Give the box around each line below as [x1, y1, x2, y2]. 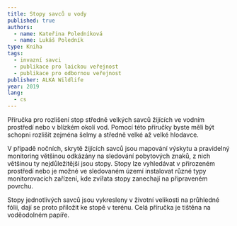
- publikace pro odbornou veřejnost [13, 69, 122, 77]
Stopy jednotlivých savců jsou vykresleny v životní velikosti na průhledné [7, 196, 220, 204]
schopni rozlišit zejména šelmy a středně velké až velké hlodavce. [7, 130, 200, 139]
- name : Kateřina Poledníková [13, 30, 103, 38]
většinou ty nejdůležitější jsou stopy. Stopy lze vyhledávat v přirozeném [7, 159, 216, 167]
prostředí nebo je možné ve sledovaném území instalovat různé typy [7, 167, 207, 175]
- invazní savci [13, 57, 62, 64]
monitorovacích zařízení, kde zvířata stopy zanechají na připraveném [7, 174, 208, 183]
